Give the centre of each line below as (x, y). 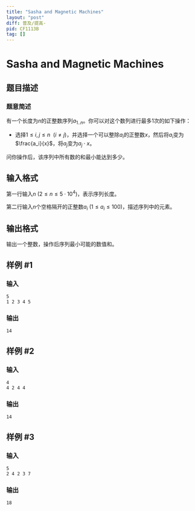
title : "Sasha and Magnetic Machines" (55, 12)
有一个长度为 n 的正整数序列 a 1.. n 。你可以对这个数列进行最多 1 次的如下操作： (99, 121)
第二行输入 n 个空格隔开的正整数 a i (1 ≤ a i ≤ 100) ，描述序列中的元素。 (91, 207)
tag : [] (16, 34)
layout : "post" (25, 17)
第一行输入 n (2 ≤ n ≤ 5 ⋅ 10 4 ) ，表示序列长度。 (63, 193)
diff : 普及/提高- (26, 23)
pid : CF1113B (23, 29)
